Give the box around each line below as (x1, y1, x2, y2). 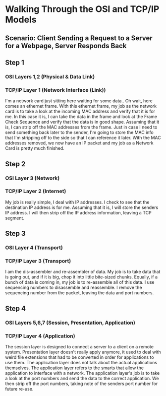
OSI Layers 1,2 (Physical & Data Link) (5, 73, 95, 80)
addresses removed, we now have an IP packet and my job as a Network (5, 140, 154, 146)
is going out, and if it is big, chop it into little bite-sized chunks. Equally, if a (5, 274, 158, 280)
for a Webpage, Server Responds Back (5, 41, 127, 50)
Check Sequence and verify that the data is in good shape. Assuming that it (5, 119, 160, 125)
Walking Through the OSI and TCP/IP (5, 3, 160, 15)
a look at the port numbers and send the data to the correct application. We (5, 376, 159, 382)
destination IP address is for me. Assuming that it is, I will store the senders (5, 204, 159, 210)
